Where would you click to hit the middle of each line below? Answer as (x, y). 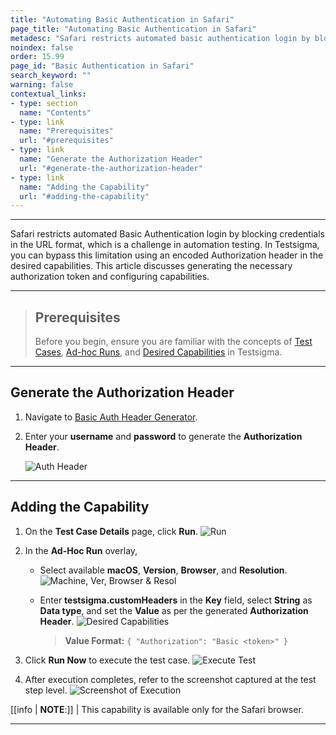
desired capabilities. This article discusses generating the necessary (151, 266)
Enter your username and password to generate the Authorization (163, 436)
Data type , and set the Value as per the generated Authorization (174, 610)
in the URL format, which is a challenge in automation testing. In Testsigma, (165, 245)
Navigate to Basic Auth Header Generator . (111, 417)
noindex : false (42, 47)
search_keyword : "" (51, 76)
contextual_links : (48, 94)
